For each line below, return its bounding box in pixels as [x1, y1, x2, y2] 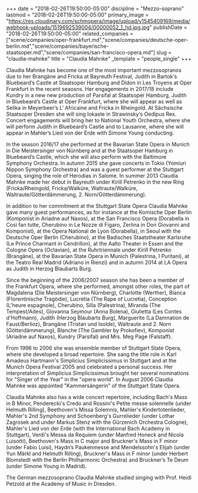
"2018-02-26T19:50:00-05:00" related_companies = [6, 30, 134, 37]
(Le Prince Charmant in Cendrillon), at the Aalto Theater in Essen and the [6, 240, 183, 247]
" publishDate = [149, 24, 187, 31]
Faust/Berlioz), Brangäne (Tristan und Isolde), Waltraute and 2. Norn [6, 321, 171, 327]
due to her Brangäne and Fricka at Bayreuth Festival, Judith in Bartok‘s [6, 73, 177, 80]
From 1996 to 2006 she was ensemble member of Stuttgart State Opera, [6, 345, 181, 351]
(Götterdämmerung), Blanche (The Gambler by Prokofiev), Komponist [6, 327, 175, 334]
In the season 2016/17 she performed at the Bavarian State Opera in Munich [6, 141, 190, 148]
